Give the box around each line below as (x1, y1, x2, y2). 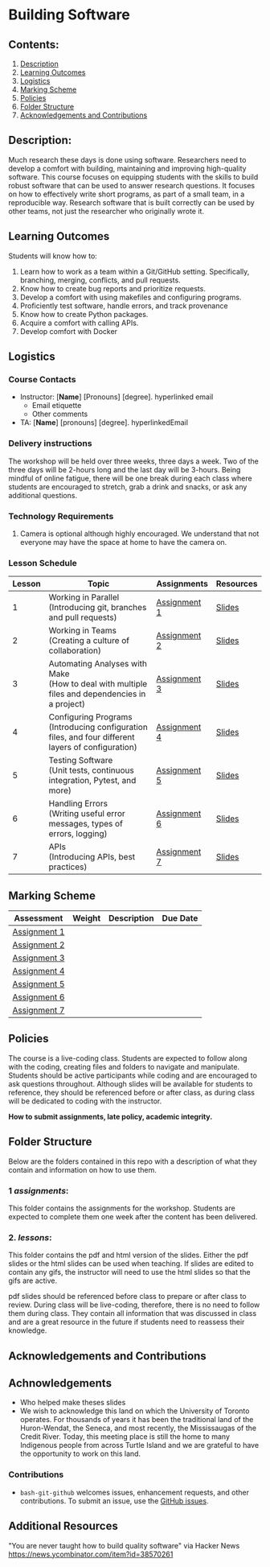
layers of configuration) (48, 742, 138, 753)
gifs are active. (8, 1276, 58, 1285)
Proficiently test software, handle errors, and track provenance (19, 300, 228, 311)
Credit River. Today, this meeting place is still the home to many (19, 1432, 231, 1441)
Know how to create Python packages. (19, 309, 149, 319)
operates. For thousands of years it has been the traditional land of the (19, 1415, 254, 1425)
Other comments (31, 409, 88, 419)
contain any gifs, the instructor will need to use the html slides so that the (8, 1268, 251, 1277)
